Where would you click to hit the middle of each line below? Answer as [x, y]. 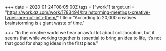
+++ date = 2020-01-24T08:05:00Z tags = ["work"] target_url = [70, 7]
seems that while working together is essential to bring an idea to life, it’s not [83, 38]
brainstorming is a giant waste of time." [45, 23]
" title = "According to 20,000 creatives [97, 18]
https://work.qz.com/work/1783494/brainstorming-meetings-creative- [79, 12]
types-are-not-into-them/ [31, 18]
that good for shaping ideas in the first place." [52, 43]
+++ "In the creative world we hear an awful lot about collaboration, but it [80, 32]
